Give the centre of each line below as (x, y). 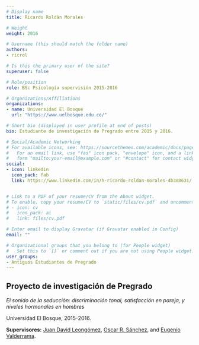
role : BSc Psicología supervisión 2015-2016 (62, 88)
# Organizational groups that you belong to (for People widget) (88, 245)
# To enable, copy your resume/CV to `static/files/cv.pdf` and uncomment (100, 202)
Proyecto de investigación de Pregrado (79, 286)
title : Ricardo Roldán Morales (45, 17)
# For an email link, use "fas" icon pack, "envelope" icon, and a (94, 153)
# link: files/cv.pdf (36, 219)
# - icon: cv (22, 208)
